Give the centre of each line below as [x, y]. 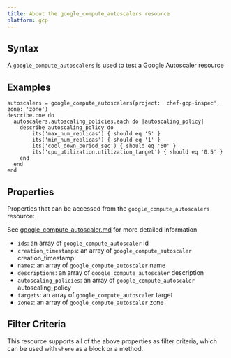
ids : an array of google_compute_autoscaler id [83, 243]
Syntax [23, 49]
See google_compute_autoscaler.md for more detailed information [102, 229]
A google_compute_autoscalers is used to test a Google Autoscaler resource [116, 65]
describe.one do [31, 116]
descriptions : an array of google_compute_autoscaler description [111, 272]
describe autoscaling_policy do [67, 128]
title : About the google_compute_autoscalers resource [89, 14]
